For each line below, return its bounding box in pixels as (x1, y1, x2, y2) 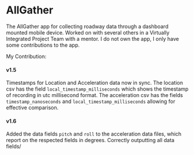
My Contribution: (6, 53, 47, 60)
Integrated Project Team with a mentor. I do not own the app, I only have (6, 35, 179, 42)
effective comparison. (6, 104, 59, 111)
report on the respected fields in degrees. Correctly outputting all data (6, 137, 175, 144)
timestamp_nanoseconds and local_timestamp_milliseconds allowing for (6, 98, 176, 105)
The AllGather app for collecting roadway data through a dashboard (6, 23, 169, 30)
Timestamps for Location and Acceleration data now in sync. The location (6, 80, 184, 87)
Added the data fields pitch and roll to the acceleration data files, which (6, 130, 182, 137)
